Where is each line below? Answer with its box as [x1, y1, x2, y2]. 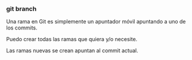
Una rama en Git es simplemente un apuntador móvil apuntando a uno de [6, 18, 186, 25]
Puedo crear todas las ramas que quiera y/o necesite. [6, 36, 138, 43]
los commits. [6, 24, 38, 31]
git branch [6, 5, 37, 13]
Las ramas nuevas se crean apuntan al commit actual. [6, 47, 138, 54]
